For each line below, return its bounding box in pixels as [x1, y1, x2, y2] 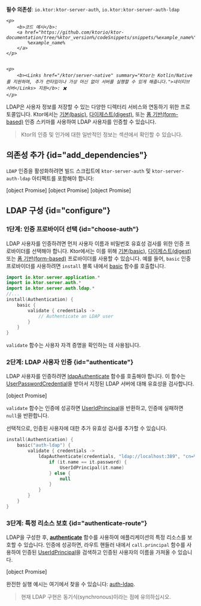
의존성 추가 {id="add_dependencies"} [6, 150, 148, 161]
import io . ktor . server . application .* [6, 274, 100, 281]
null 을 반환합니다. [6, 412, 49, 419]
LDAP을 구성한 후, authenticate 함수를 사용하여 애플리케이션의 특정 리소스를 [6, 533, 187, 541]
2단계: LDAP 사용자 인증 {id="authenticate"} [6, 358, 133, 366]
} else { [48, 470, 71, 476]
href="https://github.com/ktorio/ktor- [25, 29, 124, 35]
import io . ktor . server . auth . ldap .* [6, 285, 95, 291]
